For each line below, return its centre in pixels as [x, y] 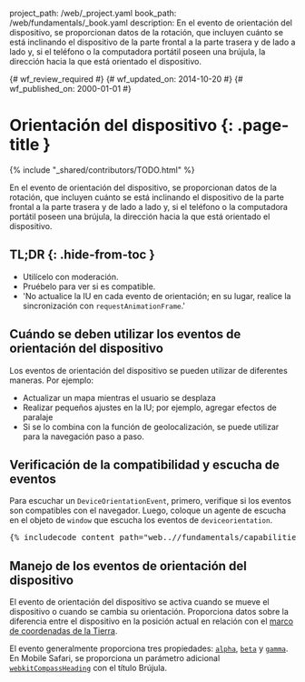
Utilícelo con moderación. [71, 276]
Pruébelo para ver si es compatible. [89, 286]
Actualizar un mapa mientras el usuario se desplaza [119, 397]
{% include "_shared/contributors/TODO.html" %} [102, 170]
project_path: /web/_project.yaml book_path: [93, 13]
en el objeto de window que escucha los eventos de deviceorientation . [141, 520]
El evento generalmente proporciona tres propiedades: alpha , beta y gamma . [149, 648]
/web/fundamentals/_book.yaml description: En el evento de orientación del [151, 23]
